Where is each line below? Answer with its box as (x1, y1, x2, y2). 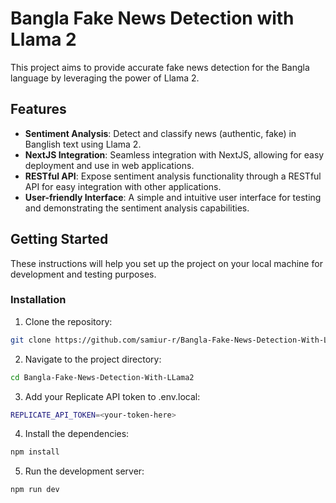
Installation (10, 293, 67, 307)
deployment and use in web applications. (24, 159, 195, 171)
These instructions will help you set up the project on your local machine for (10, 257, 323, 269)
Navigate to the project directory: (24, 353, 162, 365)
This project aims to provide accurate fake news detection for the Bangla (10, 61, 310, 73)
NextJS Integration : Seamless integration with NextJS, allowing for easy (24, 148, 325, 161)
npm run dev (10, 485, 60, 495)
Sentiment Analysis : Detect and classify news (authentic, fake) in (24, 127, 297, 139)
